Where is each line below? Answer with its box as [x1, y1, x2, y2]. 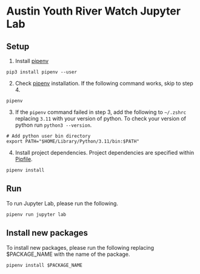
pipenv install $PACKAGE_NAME [6, 262, 83, 268]
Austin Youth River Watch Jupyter [6, 4, 181, 18]
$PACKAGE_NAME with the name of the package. [6, 250, 130, 258]
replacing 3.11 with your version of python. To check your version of [15, 115, 187, 122]
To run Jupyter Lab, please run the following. [6, 199, 118, 207]
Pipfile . [15, 156, 33, 162]
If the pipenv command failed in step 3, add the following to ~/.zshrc [15, 109, 187, 116]
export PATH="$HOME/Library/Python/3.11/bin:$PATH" [6, 138, 139, 144]
